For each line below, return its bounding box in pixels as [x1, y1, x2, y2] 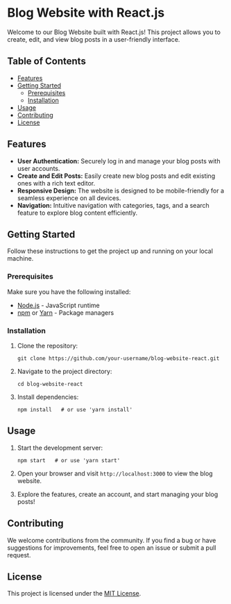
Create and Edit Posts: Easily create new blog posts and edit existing [17, 172, 216, 180]
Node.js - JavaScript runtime [17, 301, 101, 309]
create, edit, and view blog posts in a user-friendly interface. [7, 35, 180, 43]
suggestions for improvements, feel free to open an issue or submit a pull [7, 544, 216, 552]
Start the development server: [17, 443, 103, 452]
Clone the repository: [17, 341, 78, 350]
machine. [7, 254, 34, 263]
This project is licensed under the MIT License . [7, 589, 142, 598]
